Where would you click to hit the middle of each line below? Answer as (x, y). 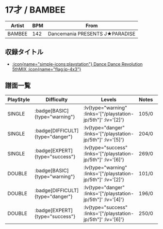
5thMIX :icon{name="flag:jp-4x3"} (47, 69)
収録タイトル (24, 52)
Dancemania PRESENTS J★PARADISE (92, 33)
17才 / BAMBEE (35, 10)
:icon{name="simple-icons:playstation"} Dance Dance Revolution (77, 64)
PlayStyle (19, 100)
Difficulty (57, 100)
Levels (109, 100)
